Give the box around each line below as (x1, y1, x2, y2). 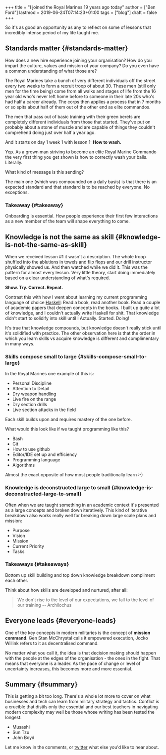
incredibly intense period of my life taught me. (5, 30, 99, 35)
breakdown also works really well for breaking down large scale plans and (5, 512, 156, 518)
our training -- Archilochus (17, 602, 72, 608)
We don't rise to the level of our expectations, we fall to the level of (17, 597, 154, 603)
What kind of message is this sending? (5, 169, 84, 175)
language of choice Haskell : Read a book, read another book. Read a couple (5, 299, 161, 305)
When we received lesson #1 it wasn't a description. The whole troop (5, 253, 146, 259)
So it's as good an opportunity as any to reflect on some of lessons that (5, 24, 151, 30)
